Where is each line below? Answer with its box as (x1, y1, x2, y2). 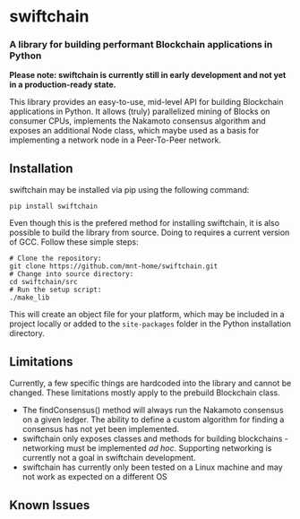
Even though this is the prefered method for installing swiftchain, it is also (9, 218, 280, 229)
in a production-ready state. (9, 79, 116, 91)
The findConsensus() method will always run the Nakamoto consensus (21, 405, 284, 416)
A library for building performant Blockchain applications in (9, 39, 273, 51)
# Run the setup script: (9, 285, 102, 295)
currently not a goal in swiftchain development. (21, 453, 196, 463)
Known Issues (9, 497, 90, 513)
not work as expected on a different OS (21, 471, 167, 482)
